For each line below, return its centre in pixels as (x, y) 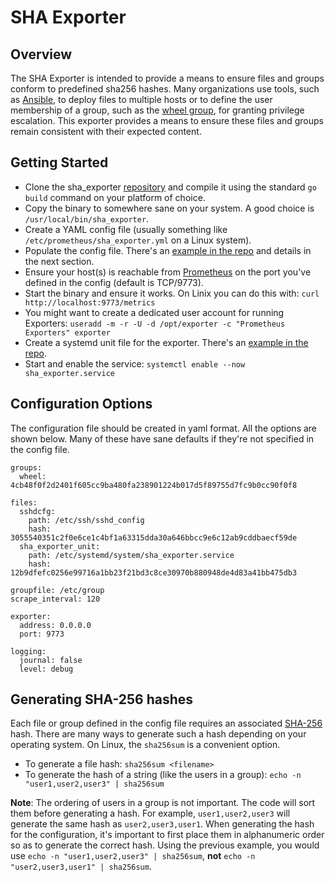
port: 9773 (42, 634)
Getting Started (59, 162)
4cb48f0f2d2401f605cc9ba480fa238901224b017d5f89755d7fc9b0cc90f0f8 (154, 485)
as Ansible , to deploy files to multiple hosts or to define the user (141, 99)
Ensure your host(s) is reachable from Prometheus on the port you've (168, 272)
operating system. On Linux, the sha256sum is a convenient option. (145, 745)
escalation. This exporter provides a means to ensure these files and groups (167, 120)
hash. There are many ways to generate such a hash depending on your (158, 734)
